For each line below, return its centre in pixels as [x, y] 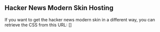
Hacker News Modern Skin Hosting [59, 8]
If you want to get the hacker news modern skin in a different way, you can [80, 19]
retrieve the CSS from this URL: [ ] [38, 25]
